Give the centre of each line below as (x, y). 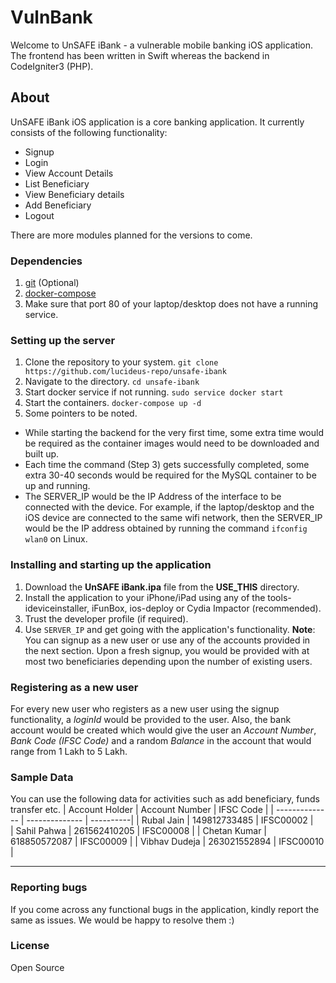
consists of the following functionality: (89, 132)
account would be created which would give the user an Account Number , (163, 730)
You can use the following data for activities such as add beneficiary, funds (165, 799)
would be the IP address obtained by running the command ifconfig (166, 528)
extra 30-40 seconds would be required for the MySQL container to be (170, 475)
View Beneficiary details (74, 194)
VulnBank (51, 17)
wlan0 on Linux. (56, 539)
